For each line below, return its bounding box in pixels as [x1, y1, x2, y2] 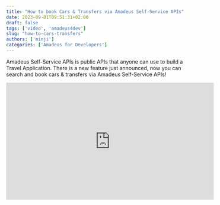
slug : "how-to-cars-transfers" [6, 31, 84, 37]
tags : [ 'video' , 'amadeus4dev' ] [6, 25, 86, 31]
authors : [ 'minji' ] [6, 36, 55, 42]
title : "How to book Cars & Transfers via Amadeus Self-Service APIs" [6, 8, 184, 15]
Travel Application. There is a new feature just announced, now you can [6, 64, 181, 71]
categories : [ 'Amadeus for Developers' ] [6, 42, 108, 48]
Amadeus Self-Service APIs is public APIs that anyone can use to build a [6, 58, 183, 65]
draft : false [6, 20, 39, 26]
